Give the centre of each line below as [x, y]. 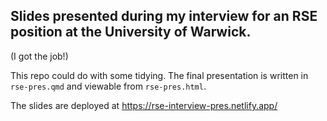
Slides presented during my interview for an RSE [164, 16]
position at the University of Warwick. [131, 32]
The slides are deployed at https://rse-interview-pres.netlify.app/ [144, 105]
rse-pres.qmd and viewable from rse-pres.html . [108, 86]
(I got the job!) [39, 56]
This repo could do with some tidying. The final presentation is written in [159, 75]
